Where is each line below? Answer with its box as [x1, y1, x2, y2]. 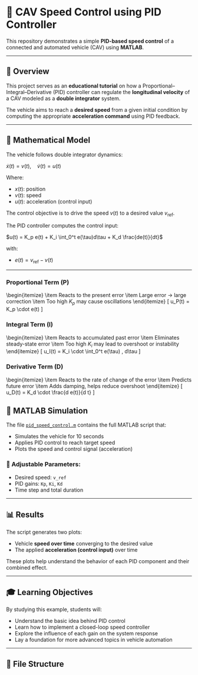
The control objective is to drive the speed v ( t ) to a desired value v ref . [6, 209, 175, 218]
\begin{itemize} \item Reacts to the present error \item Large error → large [6, 292, 187, 299]
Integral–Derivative [6, 88, 52, 95]
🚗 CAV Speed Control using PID [6, 5, 162, 19]
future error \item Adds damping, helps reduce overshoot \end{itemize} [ [6, 382, 183, 389]
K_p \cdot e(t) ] [6, 306, 43, 313]
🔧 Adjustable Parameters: [6, 460, 81, 469]
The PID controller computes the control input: [6, 222, 119, 230]
